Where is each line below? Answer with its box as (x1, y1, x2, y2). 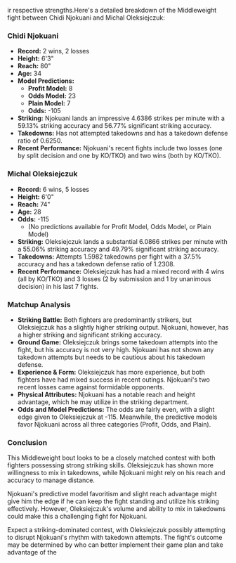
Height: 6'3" (17, 54, 54, 63)
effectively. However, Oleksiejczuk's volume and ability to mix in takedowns (7, 505, 226, 513)
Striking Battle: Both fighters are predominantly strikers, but (17, 316, 192, 324)
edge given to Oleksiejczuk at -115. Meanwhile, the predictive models (17, 413, 218, 421)
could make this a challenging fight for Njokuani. (7, 512, 147, 521)
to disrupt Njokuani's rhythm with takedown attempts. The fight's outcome (7, 533, 223, 542)
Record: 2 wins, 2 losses (17, 47, 90, 56)
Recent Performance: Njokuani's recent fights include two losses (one (17, 144, 223, 153)
